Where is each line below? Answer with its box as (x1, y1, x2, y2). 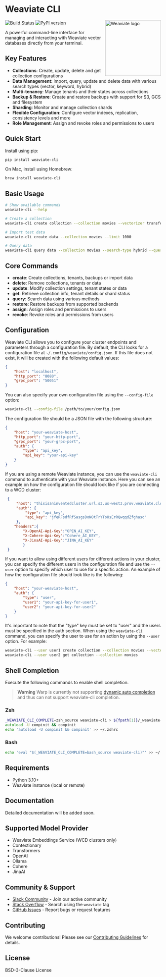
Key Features (5, 54, 47, 63)
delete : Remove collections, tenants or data (12, 280, 101, 286)
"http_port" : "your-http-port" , (14, 434, 81, 439)
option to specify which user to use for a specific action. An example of (15, 566, 161, 573)
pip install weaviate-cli (5, 157, 58, 162)
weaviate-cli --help (5, 207, 48, 212)
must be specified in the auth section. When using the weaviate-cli (5, 628, 143, 634)
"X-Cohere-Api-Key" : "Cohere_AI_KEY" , (23, 533, 100, 538)
